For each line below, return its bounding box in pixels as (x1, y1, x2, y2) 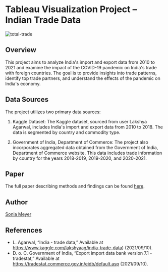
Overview (5, 46, 37, 54)
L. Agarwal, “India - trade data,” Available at (12, 239, 103, 245)
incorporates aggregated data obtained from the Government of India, (12, 144, 158, 150)
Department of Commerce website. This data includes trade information (12, 150, 162, 156)
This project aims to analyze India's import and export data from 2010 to (5, 59, 155, 65)
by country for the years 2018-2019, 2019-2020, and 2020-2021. (12, 155, 147, 161)
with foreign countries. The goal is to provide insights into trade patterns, (5, 70, 157, 76)
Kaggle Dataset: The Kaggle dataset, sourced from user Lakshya (12, 118, 147, 124)
